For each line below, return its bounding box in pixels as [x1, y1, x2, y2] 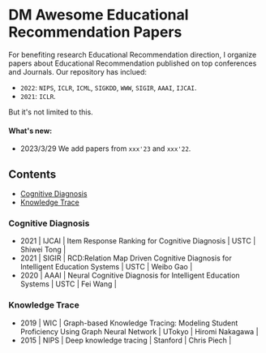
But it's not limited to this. [8, 107, 93, 117]
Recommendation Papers [8, 23, 182, 41]
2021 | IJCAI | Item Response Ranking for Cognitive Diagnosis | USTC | [19, 236, 256, 246]
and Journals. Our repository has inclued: [8, 67, 148, 76]
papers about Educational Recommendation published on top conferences [8, 58, 257, 68]
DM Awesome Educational [8, 6, 189, 24]
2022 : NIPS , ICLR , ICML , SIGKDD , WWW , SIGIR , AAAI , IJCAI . [19, 83, 197, 93]
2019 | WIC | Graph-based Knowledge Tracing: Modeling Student [19, 318, 238, 328]
